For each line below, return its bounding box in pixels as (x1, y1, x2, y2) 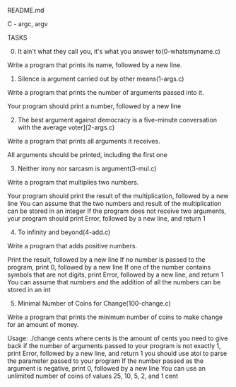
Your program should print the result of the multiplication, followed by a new (7, 192, 229, 200)
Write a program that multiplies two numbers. (7, 178, 139, 186)
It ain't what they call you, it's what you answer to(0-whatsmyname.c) (17, 47, 221, 55)
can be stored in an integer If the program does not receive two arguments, (7, 207, 227, 215)
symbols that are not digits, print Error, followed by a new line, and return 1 (7, 270, 224, 279)
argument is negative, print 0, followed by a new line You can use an (7, 364, 206, 372)
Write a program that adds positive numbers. (7, 242, 138, 250)
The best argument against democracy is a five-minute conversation (17, 116, 218, 124)
